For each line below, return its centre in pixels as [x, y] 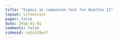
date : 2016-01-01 [23, 23]
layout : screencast [26, 14]
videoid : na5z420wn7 [27, 33]
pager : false [19, 19]
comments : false [22, 28]
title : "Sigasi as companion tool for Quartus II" [59, 10]
